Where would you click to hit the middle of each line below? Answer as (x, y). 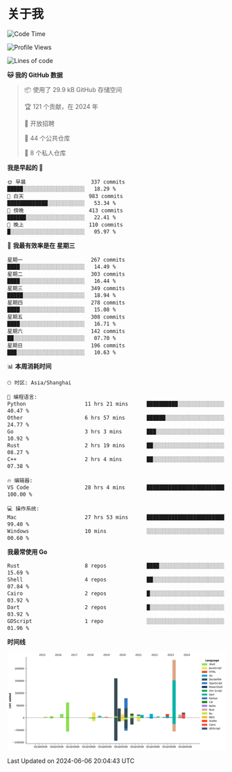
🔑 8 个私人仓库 (45, 152)
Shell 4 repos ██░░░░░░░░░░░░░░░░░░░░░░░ (116, 580)
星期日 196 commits (66, 345)
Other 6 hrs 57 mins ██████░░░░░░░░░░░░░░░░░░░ (116, 418)
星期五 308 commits (66, 317)
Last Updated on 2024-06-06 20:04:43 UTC (71, 761)
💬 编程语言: (23, 397)
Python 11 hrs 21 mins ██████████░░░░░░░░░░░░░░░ (116, 404)
